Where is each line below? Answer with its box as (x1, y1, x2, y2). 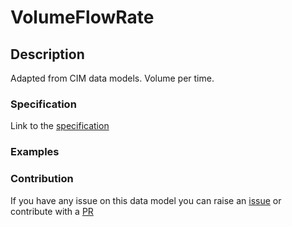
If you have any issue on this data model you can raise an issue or (10, 194, 282, 206)
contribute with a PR (10, 205, 94, 217)
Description (10, 46, 85, 63)
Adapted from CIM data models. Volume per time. (10, 72, 215, 84)
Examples (10, 145, 60, 159)
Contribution (10, 172, 74, 186)
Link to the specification (10, 120, 110, 132)
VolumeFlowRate (10, 6, 155, 29)
